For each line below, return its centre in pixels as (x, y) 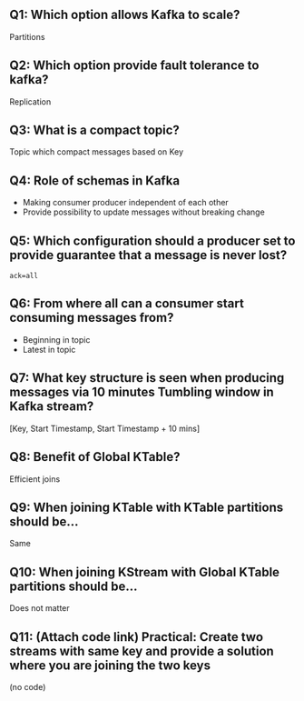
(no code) (28, 686)
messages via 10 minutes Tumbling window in (142, 392)
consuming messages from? (92, 318)
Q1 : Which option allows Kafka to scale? (125, 15)
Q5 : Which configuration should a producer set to (152, 240)
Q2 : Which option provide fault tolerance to (134, 66)
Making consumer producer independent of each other (125, 203)
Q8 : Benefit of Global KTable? (95, 457)
